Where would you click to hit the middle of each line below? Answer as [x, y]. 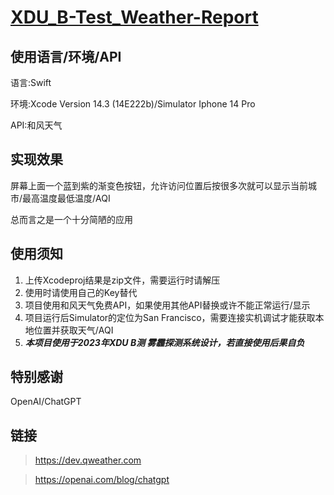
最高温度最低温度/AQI [66, 198]
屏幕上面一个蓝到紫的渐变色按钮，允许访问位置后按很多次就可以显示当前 [159, 185]
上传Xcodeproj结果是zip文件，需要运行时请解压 [122, 280]
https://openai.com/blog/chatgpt [102, 480]
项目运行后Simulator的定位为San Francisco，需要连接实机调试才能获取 [170, 317]
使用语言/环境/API [66, 56]
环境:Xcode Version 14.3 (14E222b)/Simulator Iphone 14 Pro [133, 104]
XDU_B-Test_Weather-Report [134, 17]
